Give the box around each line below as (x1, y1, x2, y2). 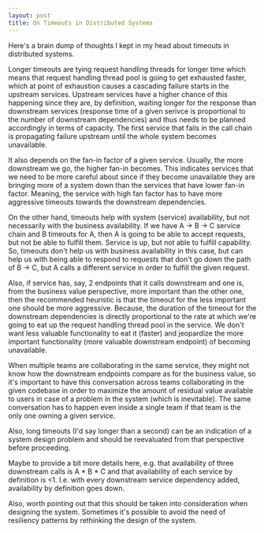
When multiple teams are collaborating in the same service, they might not (8, 360, 250, 370)
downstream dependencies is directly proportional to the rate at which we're (8, 311, 257, 321)
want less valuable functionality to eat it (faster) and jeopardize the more (8, 328, 244, 338)
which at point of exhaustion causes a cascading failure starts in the (8, 81, 230, 91)
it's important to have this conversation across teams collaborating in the (8, 377, 244, 387)
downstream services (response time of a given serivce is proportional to (8, 106, 246, 115)
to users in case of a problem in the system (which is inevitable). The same (8, 394, 251, 404)
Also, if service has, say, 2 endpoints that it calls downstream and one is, (8, 278, 244, 287)
